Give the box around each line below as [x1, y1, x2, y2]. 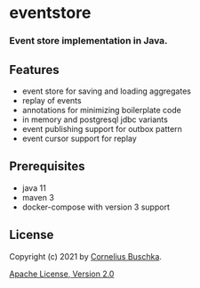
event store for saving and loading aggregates [21, 86, 191, 96]
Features [9, 62, 60, 78]
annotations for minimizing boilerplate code [21, 104, 182, 115]
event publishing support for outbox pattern [21, 123, 182, 134]
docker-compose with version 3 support [21, 202, 171, 212]
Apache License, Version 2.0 [9, 268, 115, 279]
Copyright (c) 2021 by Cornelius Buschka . [9, 251, 163, 261]
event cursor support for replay [21, 133, 138, 144]
